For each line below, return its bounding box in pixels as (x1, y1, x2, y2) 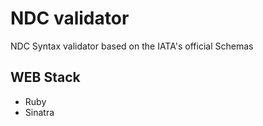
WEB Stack (10, 69, 81, 86)
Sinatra (24, 106, 55, 118)
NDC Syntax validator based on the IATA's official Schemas (10, 40, 254, 52)
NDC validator (10, 7, 130, 30)
